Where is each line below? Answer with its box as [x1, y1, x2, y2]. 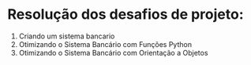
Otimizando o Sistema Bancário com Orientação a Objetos [18, 48, 208, 57]
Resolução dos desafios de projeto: [7, 5, 244, 23]
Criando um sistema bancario [18, 31, 115, 41]
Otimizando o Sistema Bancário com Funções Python [18, 39, 193, 49]
